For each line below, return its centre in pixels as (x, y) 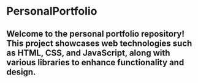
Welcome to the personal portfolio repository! (96, 34)
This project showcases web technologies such (99, 43)
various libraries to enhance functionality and (95, 62)
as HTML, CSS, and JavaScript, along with (88, 53)
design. (21, 72)
